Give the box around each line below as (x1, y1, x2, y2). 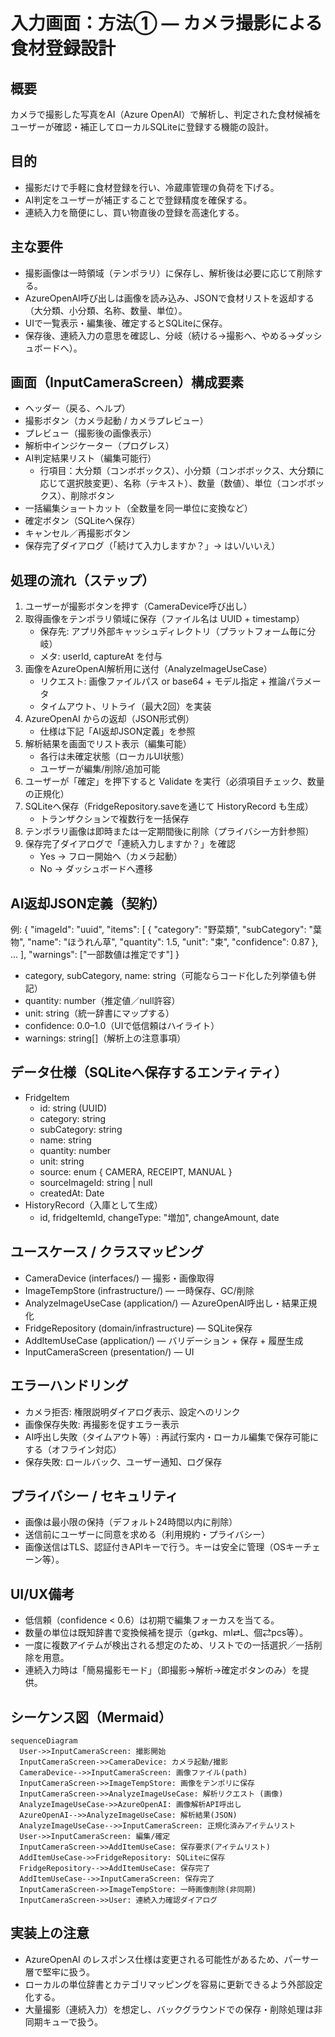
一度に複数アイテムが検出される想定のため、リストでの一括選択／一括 (24, 1639, 314, 1651)
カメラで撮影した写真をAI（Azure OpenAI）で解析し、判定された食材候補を (10, 109, 322, 120)
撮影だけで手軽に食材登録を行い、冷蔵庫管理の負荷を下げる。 (24, 181, 280, 193)
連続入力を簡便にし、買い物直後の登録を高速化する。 (24, 206, 245, 218)
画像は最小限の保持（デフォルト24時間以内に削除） (24, 1516, 238, 1528)
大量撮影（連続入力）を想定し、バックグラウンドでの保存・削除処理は (24, 2003, 315, 2015)
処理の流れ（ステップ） (10, 572, 155, 589)
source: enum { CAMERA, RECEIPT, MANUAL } (39, 1165, 233, 1178)
